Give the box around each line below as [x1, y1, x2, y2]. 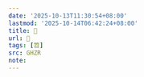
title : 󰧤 [8, 26, 38, 34]
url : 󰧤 [8, 34, 31, 43]
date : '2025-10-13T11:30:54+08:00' [8, 11, 128, 20]
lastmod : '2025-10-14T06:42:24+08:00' [8, 19, 138, 27]
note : [8, 57, 27, 65]
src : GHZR [8, 49, 42, 57]
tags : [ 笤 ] [8, 42, 44, 50]
